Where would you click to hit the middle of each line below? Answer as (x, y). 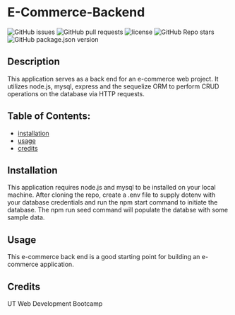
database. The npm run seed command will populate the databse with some (118, 210)
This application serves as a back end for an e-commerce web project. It (113, 79)
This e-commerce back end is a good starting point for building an (104, 257)
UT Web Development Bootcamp (55, 304)
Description (34, 62)
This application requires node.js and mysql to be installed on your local (112, 188)
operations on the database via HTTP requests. (76, 93)
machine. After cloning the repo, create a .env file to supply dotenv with (112, 195)
